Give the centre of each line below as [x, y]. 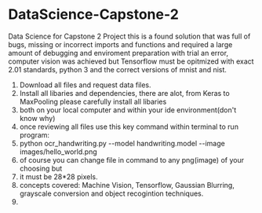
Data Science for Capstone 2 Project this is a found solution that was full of [129, 36]
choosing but [41, 168]
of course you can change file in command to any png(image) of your [132, 160]
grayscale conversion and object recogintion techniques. [111, 193]
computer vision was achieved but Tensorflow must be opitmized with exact [131, 61]
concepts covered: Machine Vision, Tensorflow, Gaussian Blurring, [127, 185]
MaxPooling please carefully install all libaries [93, 101]
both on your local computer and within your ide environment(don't [128, 110]
